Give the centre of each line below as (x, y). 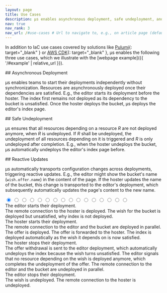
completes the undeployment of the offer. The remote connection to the (79, 264)
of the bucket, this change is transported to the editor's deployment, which (82, 185)
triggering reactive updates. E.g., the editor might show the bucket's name (81, 174)
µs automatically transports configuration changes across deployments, (79, 169)
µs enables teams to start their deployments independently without (74, 82)
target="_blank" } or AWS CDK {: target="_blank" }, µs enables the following (83, 52)
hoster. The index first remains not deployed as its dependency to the (76, 98)
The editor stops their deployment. (41, 275)
